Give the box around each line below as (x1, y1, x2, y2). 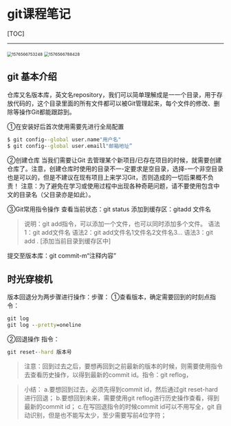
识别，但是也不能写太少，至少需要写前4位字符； (30, 411, 167, 419)
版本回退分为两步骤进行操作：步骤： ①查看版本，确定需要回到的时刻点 (7, 293, 210, 301)
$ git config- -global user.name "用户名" (7, 136, 122, 143)
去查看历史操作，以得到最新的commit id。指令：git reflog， (23, 370, 192, 379)
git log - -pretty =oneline (7, 321, 81, 329)
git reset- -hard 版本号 (7, 349, 72, 356)
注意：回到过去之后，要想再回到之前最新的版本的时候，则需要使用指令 (23, 362, 223, 370)
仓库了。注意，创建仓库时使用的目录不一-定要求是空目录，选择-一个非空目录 (7, 164, 223, 173)
